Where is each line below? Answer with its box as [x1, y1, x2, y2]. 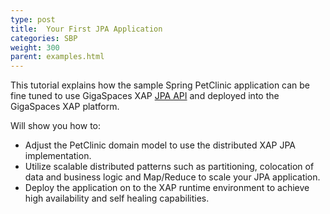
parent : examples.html [10, 52, 105, 62]
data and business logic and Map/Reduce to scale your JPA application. [24, 171, 321, 183]
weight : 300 [10, 42, 60, 53]
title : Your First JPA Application [10, 24, 163, 34]
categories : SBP [10, 33, 78, 43]
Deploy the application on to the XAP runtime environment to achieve [24, 182, 310, 194]
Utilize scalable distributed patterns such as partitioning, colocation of [24, 161, 315, 173]
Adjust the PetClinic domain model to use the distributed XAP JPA [24, 139, 297, 151]
